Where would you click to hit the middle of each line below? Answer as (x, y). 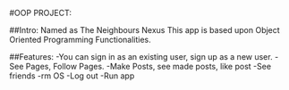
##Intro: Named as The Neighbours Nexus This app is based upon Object (144, 30)
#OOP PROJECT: (40, 13)
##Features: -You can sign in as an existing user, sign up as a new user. (141, 57)
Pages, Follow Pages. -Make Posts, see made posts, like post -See (148, 66)
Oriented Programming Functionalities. (81, 40)
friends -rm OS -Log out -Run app (72, 76)
